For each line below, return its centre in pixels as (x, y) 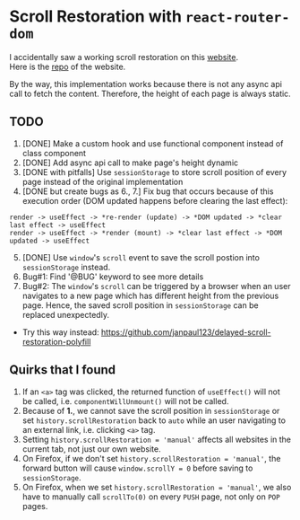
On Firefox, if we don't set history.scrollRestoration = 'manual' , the (151, 458)
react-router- (237, 18)
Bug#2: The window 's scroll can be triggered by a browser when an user (156, 286)
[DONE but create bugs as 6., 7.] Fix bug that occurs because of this (148, 191)
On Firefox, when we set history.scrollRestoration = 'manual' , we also (157, 487)
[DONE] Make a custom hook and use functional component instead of (153, 143)
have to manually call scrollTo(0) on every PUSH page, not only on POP (151, 497)
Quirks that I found (63, 370)
